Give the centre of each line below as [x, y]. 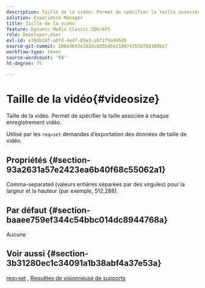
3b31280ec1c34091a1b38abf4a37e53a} [84, 263]
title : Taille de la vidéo [41, 23]
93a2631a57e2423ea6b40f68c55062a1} [86, 169]
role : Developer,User [34, 35]
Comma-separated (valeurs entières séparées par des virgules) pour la [95, 184]
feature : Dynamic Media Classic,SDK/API [59, 29]
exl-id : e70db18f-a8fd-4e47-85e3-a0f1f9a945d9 [67, 40]
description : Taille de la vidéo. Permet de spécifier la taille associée [103, 12]
